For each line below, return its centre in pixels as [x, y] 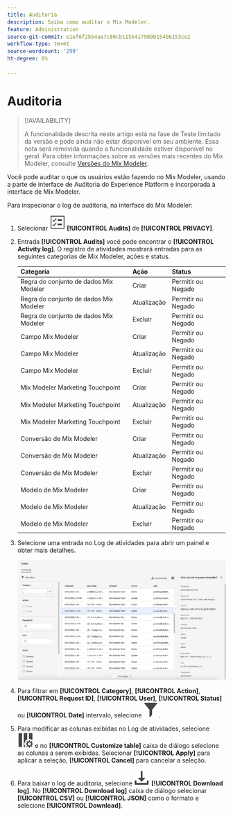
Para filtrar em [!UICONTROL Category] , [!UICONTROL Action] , [109, 690]
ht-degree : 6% [28, 59]
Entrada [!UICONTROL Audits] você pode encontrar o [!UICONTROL [115, 241]
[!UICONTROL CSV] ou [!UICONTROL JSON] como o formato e [108, 798]
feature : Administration [43, 29]
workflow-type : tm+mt [38, 44]
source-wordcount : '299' [43, 51]
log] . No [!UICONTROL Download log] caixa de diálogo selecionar [112, 790]
